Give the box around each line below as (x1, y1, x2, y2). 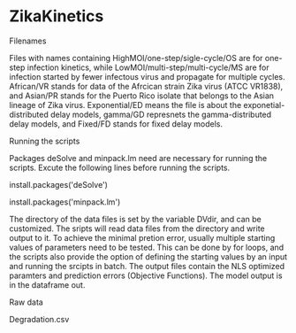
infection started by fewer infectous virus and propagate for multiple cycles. (9, 71, 285, 81)
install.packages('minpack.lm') (9, 197, 121, 207)
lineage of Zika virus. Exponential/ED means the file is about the (9, 99, 242, 110)
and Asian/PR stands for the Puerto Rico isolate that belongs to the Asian (9, 90, 275, 101)
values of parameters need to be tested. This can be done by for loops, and (9, 242, 285, 252)
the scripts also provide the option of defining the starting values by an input (9, 251, 288, 262)
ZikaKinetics (9, 6, 104, 27)
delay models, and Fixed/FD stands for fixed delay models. (9, 118, 224, 129)
